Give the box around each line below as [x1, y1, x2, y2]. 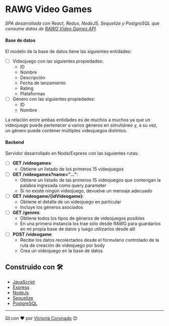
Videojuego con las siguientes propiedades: [12, 58, 104, 64]
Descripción [20, 75, 45, 81]
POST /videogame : [12, 231, 53, 237]
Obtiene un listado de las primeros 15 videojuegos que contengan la [20, 177, 161, 183]
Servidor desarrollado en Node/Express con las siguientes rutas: [5, 150, 139, 156]
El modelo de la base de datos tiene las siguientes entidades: [5, 48, 132, 55]
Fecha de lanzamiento [20, 80, 66, 86]
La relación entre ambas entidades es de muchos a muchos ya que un [5, 117, 151, 123]
